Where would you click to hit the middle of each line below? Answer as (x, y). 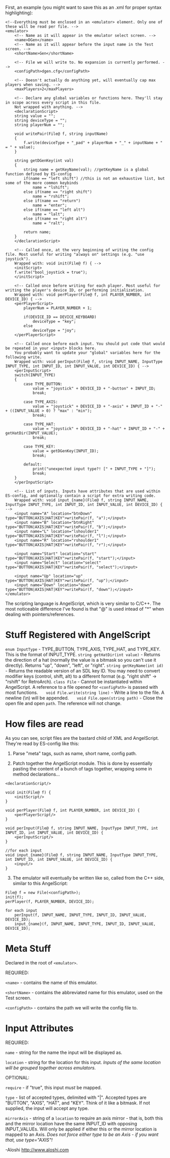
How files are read (45, 724)
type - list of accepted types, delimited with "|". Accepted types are (76, 1097)
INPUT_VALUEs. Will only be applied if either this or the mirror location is (81, 1129)
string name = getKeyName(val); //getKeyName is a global (86, 170)
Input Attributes (39, 1028)
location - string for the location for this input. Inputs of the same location (83, 1062)
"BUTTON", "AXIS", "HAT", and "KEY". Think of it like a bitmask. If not (78, 1103)
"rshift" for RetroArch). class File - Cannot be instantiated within (74, 682)
